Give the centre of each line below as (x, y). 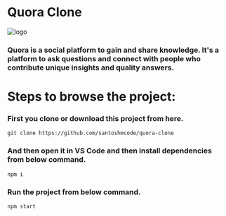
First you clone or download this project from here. (95, 118)
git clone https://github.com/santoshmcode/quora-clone (91, 133)
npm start (22, 206)
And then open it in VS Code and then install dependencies (109, 151)
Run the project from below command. (74, 192)
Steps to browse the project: (92, 97)
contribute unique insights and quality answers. (91, 68)
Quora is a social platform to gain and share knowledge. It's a (113, 50)
